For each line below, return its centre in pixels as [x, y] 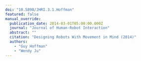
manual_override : [23, 19]
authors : [19, 42]
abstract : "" [23, 32]
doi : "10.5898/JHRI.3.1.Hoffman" [40, 10]
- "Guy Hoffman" [31, 46]
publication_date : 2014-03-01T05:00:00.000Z [56, 23]
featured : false [22, 14]
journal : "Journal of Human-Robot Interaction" [60, 28]
